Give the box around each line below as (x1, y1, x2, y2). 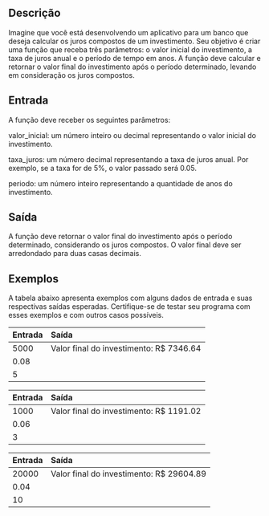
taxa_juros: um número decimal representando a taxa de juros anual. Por (8, 154, 249, 164)
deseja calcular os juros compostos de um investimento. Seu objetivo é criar (8, 36, 261, 46)
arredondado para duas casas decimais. (8, 249, 142, 258)
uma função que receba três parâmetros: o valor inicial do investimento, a (8, 44, 253, 55)
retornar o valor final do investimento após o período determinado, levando (8, 62, 257, 71)
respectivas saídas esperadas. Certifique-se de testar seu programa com (8, 302, 251, 311)
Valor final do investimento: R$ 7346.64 (51, 343, 202, 354)
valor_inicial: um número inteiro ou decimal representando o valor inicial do (8, 130, 257, 140)
